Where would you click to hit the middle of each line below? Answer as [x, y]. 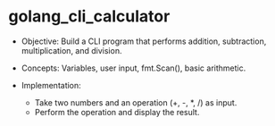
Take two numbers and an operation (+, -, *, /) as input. [136, 102]
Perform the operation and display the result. [117, 112]
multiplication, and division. [71, 50]
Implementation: [51, 85]
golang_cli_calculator [89, 17]
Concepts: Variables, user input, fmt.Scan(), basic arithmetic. [133, 68]
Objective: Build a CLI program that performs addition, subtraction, [144, 41]
